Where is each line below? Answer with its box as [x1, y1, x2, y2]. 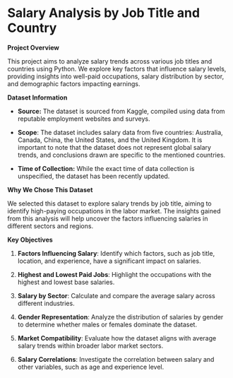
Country [7, 20, 57, 36]
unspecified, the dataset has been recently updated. [17, 172, 170, 180]
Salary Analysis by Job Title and [7, 5, 200, 21]
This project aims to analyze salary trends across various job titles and [7, 57, 213, 65]
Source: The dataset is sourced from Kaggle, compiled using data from [17, 107, 225, 115]
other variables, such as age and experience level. [17, 362, 165, 371]
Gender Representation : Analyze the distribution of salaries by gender [17, 312, 224, 321]
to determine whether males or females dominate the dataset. [17, 320, 198, 329]
